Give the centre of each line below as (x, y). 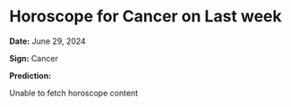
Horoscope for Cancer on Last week (145, 16)
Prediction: (30, 75)
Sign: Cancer (34, 58)
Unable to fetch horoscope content (74, 93)
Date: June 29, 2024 (48, 41)
